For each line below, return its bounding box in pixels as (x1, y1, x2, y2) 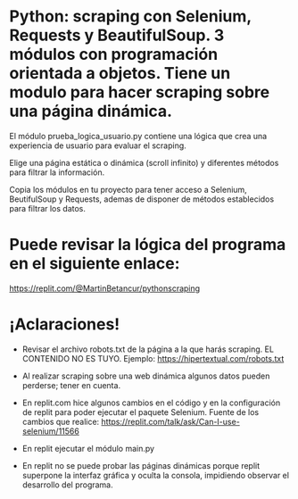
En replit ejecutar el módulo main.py (21, 443, 154, 453)
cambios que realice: (21, 416, 100, 427)
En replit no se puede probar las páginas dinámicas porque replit (21, 460, 261, 470)
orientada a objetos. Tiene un (9, 63, 231, 84)
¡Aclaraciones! (9, 314, 120, 335)
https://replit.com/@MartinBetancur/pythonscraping (9, 283, 201, 294)
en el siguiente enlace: (9, 254, 180, 274)
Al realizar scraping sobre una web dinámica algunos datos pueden (21, 370, 270, 381)
